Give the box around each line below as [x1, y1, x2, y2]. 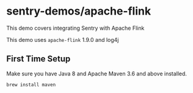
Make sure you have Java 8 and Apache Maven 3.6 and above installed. [6, 70, 188, 77]
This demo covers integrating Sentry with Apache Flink [6, 24, 145, 32]
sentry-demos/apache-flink [6, 4, 151, 18]
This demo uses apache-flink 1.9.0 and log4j [6, 36, 119, 43]
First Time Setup [6, 53, 71, 64]
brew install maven [6, 81, 56, 88]
